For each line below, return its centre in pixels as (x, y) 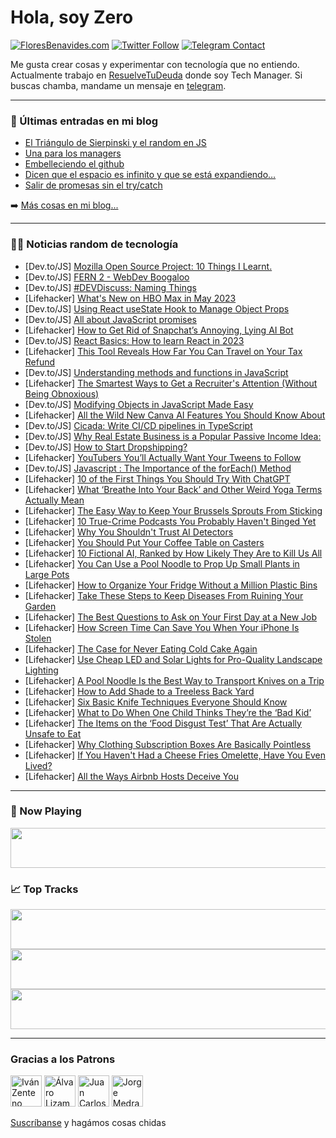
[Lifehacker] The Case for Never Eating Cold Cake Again (141, 648)
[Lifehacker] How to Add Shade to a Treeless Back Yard (139, 691)
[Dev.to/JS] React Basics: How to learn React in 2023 (134, 340)
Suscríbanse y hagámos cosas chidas (88, 1123)
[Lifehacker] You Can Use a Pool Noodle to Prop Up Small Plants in (162, 563)
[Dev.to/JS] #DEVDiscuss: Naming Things (110, 287)
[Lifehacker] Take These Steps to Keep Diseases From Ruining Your (164, 595)
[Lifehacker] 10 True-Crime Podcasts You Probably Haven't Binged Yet (170, 521)
